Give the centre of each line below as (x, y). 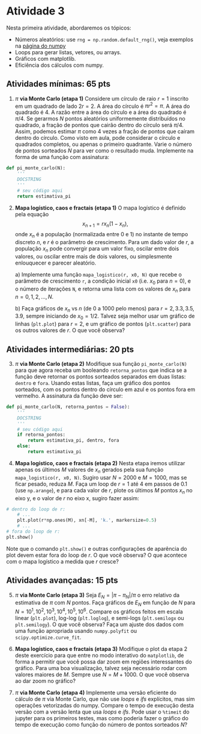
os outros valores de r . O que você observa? (70, 330)
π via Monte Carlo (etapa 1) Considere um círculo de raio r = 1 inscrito (102, 98)
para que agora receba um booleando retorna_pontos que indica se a (101, 370)
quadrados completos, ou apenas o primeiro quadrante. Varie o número (103, 144)
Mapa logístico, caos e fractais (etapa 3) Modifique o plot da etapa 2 (101, 648)
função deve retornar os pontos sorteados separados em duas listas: (100, 377)
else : (24, 446)
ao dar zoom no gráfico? (45, 681)
